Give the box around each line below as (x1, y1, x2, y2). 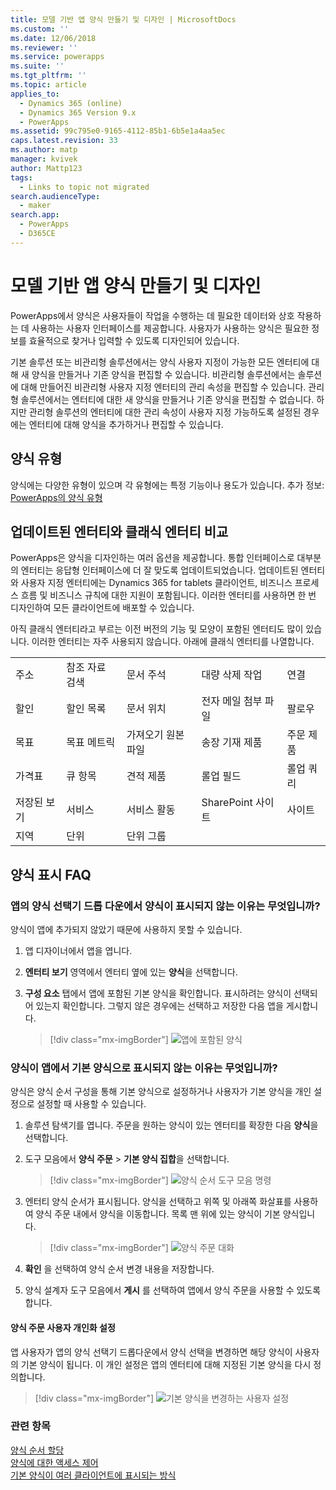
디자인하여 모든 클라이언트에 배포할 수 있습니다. (10, 602, 195, 614)
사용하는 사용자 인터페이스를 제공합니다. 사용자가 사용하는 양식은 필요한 (31, 322, 310, 334)
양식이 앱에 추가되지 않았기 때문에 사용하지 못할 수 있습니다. (10, 924, 243, 935)
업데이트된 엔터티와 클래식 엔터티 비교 (10, 523, 229, 540)
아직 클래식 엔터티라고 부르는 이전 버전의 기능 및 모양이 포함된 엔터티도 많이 (10, 623, 304, 635)
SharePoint (201, 796, 253, 810)
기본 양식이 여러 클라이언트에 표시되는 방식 (10, 1469, 177, 1481)
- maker (19, 201, 52, 211)
